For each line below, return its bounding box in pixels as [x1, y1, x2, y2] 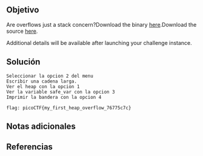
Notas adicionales [6, 121, 76, 132]
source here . [6, 27, 38, 35]
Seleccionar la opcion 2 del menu [6, 73, 94, 79]
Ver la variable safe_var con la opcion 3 [6, 89, 115, 95]
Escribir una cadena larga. [6, 78, 78, 84]
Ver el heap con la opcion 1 [6, 83, 80, 90]
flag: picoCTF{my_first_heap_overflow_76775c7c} [6, 104, 131, 111]
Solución [6, 57, 41, 67]
